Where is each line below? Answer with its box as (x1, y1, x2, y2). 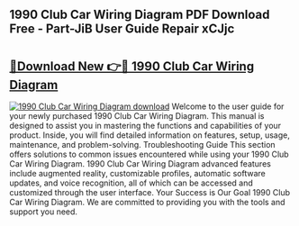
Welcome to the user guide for (171, 101, 285, 112)
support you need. (9, 206, 78, 217)
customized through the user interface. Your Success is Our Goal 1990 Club (9, 187, 291, 197)
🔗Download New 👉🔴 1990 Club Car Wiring (9, 59, 255, 74)
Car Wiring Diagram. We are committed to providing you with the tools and (9, 197, 285, 207)
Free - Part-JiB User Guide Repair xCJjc (9, 22, 235, 37)
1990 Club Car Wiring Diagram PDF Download (9, 7, 270, 23)
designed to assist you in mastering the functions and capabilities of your (9, 121, 282, 131)
